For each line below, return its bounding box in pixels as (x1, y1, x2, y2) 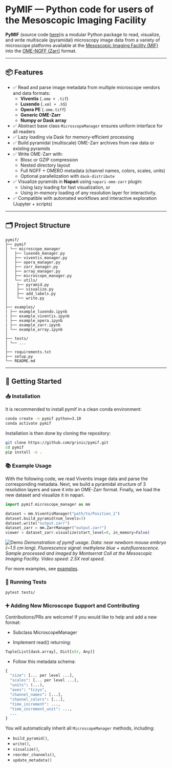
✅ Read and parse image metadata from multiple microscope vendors (12, 84, 160, 90)
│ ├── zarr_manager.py (5, 264, 58, 269)
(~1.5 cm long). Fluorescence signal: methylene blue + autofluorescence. (5, 545, 160, 551)
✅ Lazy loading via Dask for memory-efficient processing (12, 134, 134, 140)
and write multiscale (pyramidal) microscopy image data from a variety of (5, 37, 160, 43)
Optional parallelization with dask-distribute (20, 173, 115, 179)
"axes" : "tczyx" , (10, 688, 47, 693)
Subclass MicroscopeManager (12, 629, 78, 635)
